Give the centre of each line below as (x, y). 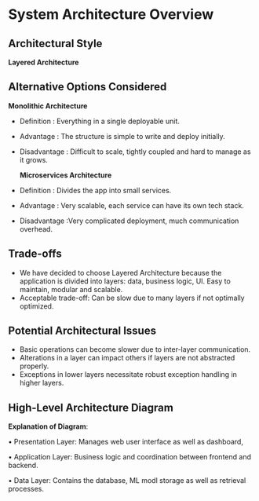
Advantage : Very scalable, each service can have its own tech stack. (132, 205)
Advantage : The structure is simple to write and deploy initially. (122, 136)
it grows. (34, 159)
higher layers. (42, 383)
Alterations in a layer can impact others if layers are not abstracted (127, 358)
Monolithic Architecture (48, 106)
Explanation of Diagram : (48, 426)
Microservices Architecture (66, 175)
